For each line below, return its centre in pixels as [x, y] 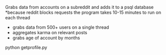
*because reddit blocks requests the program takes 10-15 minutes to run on [83, 12]
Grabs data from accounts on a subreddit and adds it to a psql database [79, 7]
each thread [18, 18]
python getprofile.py [26, 47]
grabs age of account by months [46, 38]
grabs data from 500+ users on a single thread [61, 27]
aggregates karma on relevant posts [50, 32]
